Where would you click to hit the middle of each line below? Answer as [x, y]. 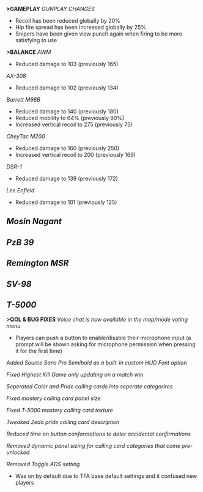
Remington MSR [38, 263]
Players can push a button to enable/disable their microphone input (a [103, 338]
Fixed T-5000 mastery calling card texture [60, 411]
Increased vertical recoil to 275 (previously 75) [74, 124]
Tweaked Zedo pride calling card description [63, 422]
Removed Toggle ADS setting [43, 464]
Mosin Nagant [34, 221]
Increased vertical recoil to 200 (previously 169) [76, 155]
